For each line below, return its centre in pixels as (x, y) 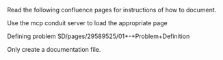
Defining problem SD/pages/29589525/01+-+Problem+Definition (99, 36)
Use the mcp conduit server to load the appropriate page (87, 23)
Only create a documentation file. (54, 49)
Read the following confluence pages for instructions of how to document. (112, 10)
